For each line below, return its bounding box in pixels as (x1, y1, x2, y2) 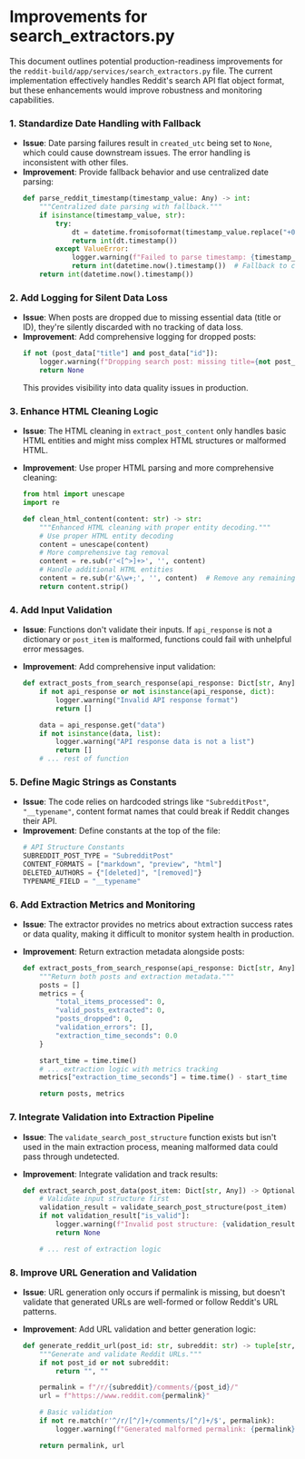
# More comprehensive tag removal (39, 548, 170, 558)
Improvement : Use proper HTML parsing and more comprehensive (22, 462, 274, 473)
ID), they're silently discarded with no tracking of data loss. (22, 322, 243, 332)
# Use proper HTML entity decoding (39, 531, 174, 541)
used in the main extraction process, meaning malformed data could (22, 1141, 279, 1152)
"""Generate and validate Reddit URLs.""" (39, 1349, 202, 1359)
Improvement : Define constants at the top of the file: (22, 825, 221, 837)
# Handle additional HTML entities (39, 565, 174, 574)
